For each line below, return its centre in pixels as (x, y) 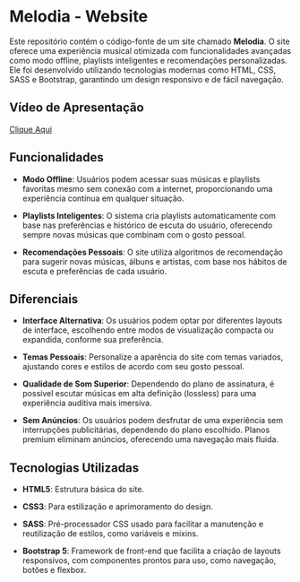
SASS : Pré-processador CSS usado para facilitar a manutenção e (143, 524)
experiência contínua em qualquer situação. (103, 198)
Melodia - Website (79, 17)
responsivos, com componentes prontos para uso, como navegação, (149, 560)
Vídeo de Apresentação (77, 108)
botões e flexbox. (54, 570)
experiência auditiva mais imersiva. (87, 403)
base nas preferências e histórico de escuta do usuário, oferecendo (147, 225)
